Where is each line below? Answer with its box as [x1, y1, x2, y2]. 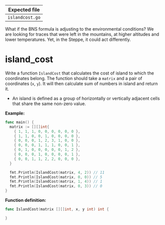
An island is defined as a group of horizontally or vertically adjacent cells [12, 95, 160, 101]
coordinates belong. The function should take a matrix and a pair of [5, 75, 143, 81]
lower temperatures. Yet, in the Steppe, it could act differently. [5, 37, 132, 42]
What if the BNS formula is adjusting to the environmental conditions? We [5, 26, 154, 32]
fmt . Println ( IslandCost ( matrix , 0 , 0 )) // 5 [9, 175, 102, 180]
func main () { [5, 119, 34, 125]
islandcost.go [7, 15, 41, 20]
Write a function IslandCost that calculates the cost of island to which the [5, 70, 154, 76]
